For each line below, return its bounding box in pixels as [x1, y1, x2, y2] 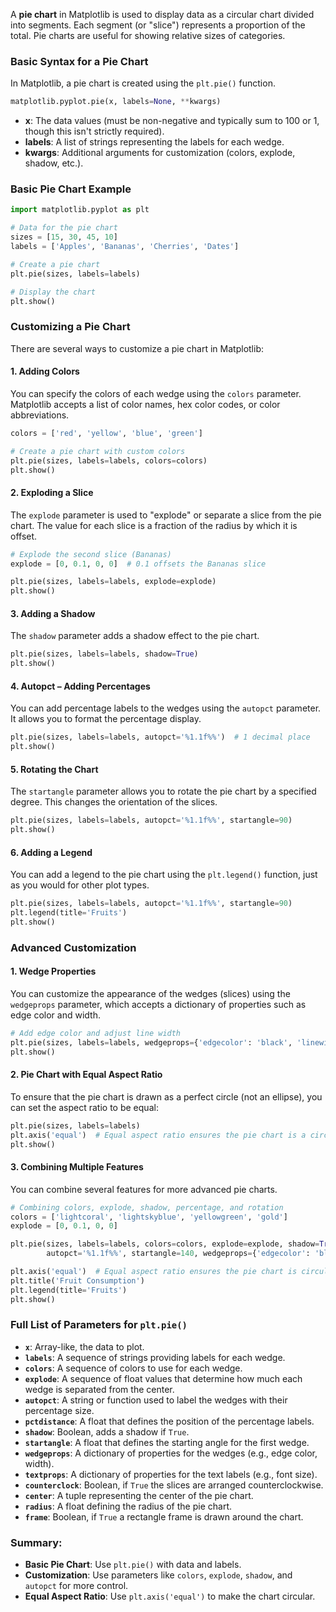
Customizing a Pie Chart [10, 320, 131, 334]
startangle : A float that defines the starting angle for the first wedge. [24, 1436, 310, 1448]
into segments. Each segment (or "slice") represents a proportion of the [10, 19, 306, 31]
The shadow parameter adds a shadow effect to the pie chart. [10, 630, 260, 642]
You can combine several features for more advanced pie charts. [10, 1183, 278, 1195]
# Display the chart [10, 287, 97, 297]
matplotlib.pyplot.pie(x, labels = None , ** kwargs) [10, 97, 222, 107]
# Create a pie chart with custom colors [10, 446, 186, 456]
